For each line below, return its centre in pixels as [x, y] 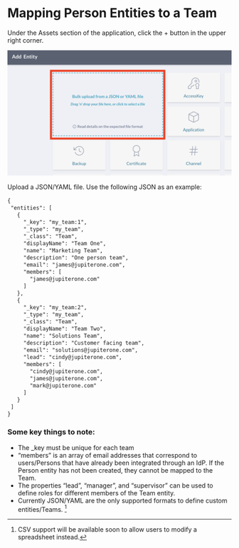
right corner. [26, 40]
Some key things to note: [51, 432]
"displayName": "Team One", [65, 244]
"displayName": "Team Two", [65, 329]
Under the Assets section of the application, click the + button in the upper [117, 33]
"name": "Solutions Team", [63, 336]
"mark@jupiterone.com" [63, 386]
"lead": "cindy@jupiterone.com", [73, 358]
